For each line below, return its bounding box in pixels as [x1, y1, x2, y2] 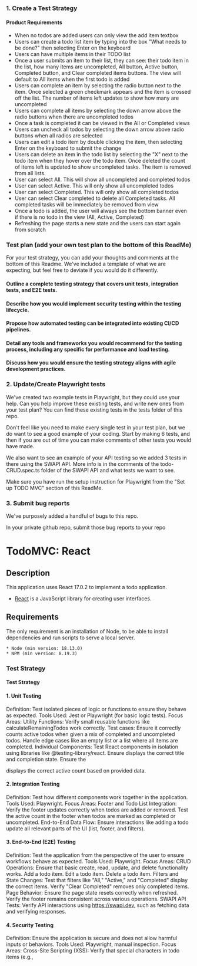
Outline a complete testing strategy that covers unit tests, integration [6, 280, 179, 287]
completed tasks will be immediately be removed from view [14, 201, 159, 208]
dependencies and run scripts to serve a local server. [6, 634, 135, 641]
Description [6, 568, 50, 578]
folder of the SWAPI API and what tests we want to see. [41, 466, 175, 474]
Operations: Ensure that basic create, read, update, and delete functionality [6, 864, 189, 871]
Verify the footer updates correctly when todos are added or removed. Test [6, 806, 188, 813]
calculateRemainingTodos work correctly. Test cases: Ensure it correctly [6, 724, 181, 731]
